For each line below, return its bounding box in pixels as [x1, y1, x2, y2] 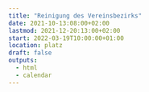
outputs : [8, 57, 38, 65]
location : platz [8, 42, 63, 50]
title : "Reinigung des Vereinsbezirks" [8, 11, 143, 20]
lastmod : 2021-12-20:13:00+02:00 [8, 26, 121, 34]
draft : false [8, 49, 52, 57]
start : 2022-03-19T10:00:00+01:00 [8, 34, 125, 42]
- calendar [15, 71, 52, 79]
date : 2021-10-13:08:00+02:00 [8, 19, 110, 27]
